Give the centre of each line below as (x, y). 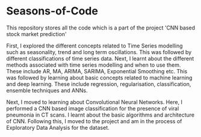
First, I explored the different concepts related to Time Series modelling (94, 46)
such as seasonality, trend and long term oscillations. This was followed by (99, 52)
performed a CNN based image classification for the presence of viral (93, 108)
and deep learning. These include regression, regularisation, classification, (99, 84)
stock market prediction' (37, 34)
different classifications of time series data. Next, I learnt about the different (100, 58)
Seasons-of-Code (52, 11)
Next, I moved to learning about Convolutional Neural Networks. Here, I (94, 102)
